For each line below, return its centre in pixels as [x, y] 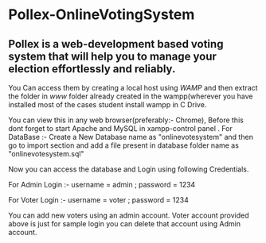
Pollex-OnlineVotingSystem [102, 15]
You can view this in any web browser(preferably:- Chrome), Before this [126, 120]
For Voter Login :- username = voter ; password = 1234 [98, 200]
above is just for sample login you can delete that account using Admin [125, 224]
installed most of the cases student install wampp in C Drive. [108, 104]
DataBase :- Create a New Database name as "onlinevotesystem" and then [131, 137]
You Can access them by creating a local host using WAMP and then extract [133, 88]
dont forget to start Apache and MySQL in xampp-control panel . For [120, 128]
